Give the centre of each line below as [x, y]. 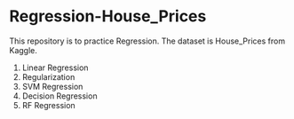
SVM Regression [52, 86]
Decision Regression [60, 96]
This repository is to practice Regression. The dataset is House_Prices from [147, 41]
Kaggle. [24, 50]
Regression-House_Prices [108, 16]
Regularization [48, 76]
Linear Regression [55, 67]
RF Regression [48, 105]
